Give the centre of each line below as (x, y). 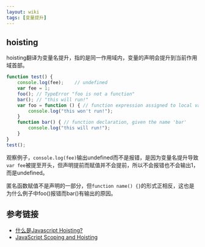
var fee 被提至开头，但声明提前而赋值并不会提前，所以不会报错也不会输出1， (103, 165)
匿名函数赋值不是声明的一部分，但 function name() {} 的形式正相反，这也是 (100, 185)
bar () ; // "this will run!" (53, 99)
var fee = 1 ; (34, 88)
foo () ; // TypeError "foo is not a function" (76, 94)
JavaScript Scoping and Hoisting (56, 237)
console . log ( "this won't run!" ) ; (71, 111)
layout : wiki (23, 12)
